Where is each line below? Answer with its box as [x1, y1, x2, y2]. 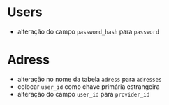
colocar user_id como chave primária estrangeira [17, 82, 160, 91]
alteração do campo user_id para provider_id [17, 90, 150, 98]
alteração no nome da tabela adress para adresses [17, 75, 162, 83]
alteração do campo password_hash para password [17, 27, 159, 36]
